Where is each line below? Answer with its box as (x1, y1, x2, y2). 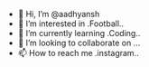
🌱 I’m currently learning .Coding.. (17, 28, 141, 38)
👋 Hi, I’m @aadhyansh (17, 9, 100, 19)
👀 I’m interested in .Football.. (17, 18, 125, 29)
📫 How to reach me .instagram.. (17, 48, 139, 58)
